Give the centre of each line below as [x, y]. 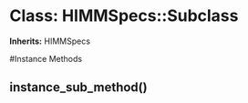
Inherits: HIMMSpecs [50, 41]
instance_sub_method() [78, 88]
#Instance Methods [46, 58]
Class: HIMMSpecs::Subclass [124, 16]
